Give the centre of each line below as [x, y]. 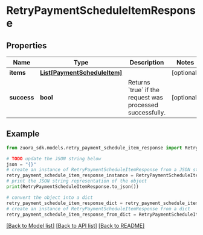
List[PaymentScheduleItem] [81, 73]
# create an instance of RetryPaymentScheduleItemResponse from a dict [98, 208]
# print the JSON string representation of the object [77, 181]
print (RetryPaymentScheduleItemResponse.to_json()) [72, 187]
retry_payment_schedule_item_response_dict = [64, 203]
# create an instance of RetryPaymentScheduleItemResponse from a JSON [98, 170]
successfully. [147, 112]
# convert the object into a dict [50, 197]
